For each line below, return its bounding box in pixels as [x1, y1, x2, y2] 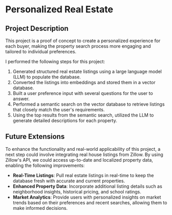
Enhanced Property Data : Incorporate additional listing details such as [12, 183, 163, 189]
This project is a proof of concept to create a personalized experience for [5, 37, 161, 44]
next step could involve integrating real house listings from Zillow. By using [5, 151, 163, 158]
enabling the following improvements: [5, 162, 85, 168]
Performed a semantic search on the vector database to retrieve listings [12, 101, 165, 107]
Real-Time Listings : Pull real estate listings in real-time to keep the [12, 172, 154, 178]
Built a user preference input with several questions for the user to [12, 90, 153, 96]
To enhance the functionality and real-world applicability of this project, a [5, 146, 161, 152]
